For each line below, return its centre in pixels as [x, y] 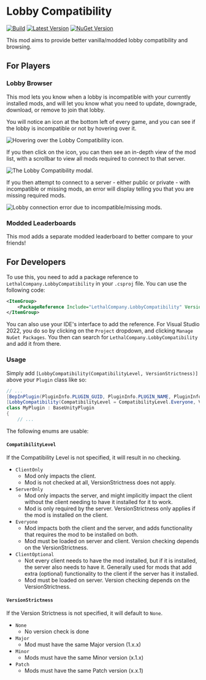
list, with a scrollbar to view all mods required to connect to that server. [96, 158]
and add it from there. [34, 344]
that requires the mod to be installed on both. [81, 535]
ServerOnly [29, 490]
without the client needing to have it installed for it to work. [98, 502]
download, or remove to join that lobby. [56, 110]
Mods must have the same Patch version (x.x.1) [84, 671]
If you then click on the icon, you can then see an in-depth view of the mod [101, 152]
